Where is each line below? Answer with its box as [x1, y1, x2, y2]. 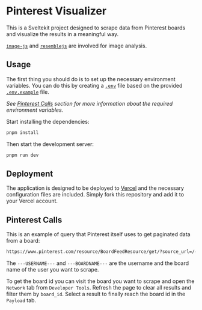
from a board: [6, 237, 40, 245]
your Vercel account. [6, 197, 58, 205]
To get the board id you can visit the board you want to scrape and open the [6, 278, 195, 285]
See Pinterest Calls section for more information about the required [6, 100, 173, 107]
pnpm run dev [6, 152, 39, 158]
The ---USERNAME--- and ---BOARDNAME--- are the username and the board [6, 260, 189, 267]
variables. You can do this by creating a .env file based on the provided [6, 82, 183, 89]
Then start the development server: [6, 140, 94, 148]
